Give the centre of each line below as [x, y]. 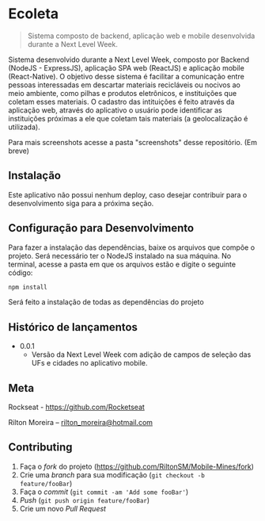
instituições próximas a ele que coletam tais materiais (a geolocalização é [128, 118]
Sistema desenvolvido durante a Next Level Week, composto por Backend [129, 59]
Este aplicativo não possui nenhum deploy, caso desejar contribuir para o [128, 194]
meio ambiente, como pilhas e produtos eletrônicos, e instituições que [123, 93]
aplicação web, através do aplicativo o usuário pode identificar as [115, 110]
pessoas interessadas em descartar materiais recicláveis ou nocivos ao [125, 85]
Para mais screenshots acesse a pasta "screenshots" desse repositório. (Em [132, 142]
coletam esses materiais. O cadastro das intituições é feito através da [121, 102]
